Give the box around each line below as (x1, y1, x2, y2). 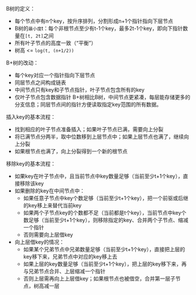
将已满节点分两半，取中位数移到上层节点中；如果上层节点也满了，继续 (14, 133, 184, 140)
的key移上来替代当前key (23, 202, 82, 209)
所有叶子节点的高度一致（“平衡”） (14, 40, 97, 46)
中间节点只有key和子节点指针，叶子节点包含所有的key (14, 87, 145, 93)
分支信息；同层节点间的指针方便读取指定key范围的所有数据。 (14, 101, 162, 108)
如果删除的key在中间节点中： (14, 187, 85, 194)
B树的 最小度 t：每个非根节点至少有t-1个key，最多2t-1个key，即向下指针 (14, 25, 183, 32)
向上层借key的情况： (14, 239, 64, 245)
